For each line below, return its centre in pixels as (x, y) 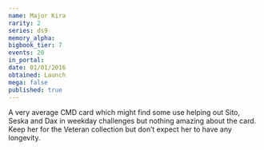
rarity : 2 (25, 23)
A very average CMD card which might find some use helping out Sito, (124, 112)
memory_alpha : (32, 38)
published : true (35, 90)
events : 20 (26, 53)
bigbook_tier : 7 (35, 45)
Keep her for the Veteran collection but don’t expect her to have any (120, 129)
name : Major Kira (37, 16)
